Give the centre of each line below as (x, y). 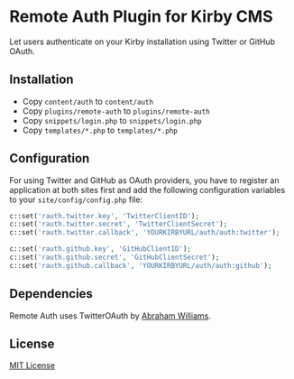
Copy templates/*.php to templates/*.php (100, 130)
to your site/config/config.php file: (76, 199)
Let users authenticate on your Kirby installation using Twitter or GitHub (142, 42)
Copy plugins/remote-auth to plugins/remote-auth (116, 111)
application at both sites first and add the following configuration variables (147, 189)
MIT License (32, 365)
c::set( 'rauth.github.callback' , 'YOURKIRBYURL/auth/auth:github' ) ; (141, 265)
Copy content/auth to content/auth (88, 101)
